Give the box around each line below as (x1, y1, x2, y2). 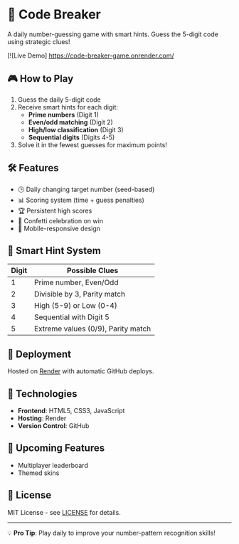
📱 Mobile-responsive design (17, 224, 101, 233)
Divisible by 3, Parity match (34, 289, 126, 299)
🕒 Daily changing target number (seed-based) (17, 185, 155, 193)
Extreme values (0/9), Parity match (34, 324, 152, 334)
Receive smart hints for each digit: (17, 102, 119, 111)
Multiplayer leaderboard (17, 461, 89, 469)
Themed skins (17, 469, 60, 477)
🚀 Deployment (7, 348, 71, 360)
